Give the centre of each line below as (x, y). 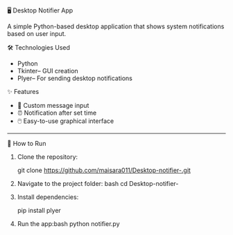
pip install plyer (39, 210)
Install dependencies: (48, 197)
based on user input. (37, 34)
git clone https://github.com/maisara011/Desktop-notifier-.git (104, 170)
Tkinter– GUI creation (48, 71)
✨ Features (23, 92)
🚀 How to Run (27, 143)
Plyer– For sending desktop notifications (75, 78)
